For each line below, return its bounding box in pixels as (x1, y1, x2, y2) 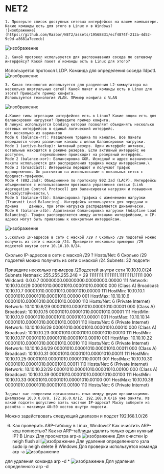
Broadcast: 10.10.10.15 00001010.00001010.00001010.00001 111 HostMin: (5, 309, 150, 315)
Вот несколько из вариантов (5, 130, 63, 135)
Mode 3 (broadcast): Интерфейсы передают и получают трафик (5, 165, 131, 170)
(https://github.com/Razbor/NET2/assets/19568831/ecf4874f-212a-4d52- (5, 32, 152, 37)
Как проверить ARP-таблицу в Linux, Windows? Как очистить (12, 422, 140, 428)
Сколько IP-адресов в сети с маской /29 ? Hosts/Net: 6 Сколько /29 (5, 252, 147, 258)
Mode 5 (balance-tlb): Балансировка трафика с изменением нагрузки (5, 195, 146, 200)
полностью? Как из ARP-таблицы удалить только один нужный (22, 428, 154, 434)
